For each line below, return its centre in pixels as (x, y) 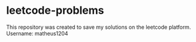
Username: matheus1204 (37, 33)
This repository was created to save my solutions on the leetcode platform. (99, 27)
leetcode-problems (55, 10)
